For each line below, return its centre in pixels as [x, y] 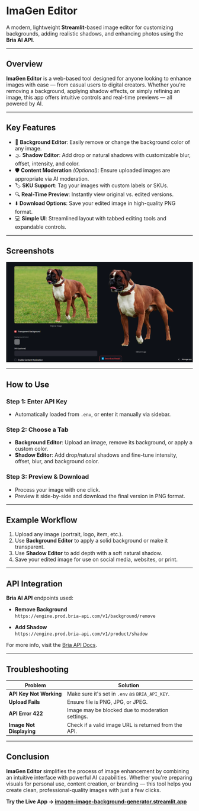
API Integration [35, 584]
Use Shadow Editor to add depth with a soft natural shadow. [88, 553]
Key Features [31, 128]
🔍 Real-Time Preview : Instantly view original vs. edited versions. [94, 194]
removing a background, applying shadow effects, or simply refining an [93, 91]
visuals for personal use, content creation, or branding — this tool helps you [99, 784]
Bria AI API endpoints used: [40, 598]
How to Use [28, 384]
